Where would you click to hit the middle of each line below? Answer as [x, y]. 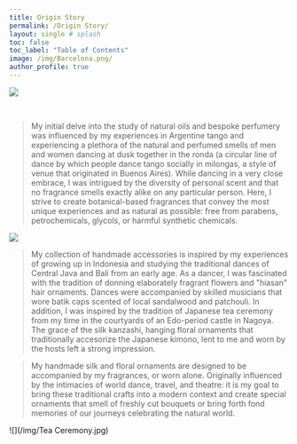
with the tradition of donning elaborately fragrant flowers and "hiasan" [159, 282]
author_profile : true [49, 67]
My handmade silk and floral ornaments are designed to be [138, 366]
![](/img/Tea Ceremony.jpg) [59, 430]
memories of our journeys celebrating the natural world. [133, 413]
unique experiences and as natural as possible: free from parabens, [154, 210]
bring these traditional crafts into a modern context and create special [158, 394]
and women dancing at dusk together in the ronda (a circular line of [154, 154]
